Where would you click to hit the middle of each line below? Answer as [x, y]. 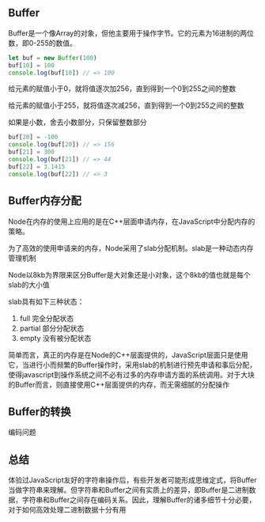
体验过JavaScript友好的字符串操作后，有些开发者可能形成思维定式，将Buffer [132, 480]
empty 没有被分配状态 [55, 338]
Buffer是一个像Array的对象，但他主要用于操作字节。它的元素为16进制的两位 [131, 33]
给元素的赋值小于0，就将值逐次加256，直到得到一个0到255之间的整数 [122, 89]
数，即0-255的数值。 [42, 43]
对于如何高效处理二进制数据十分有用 [67, 510]
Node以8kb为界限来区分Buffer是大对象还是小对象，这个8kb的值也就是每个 [129, 274]
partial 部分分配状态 [52, 328]
